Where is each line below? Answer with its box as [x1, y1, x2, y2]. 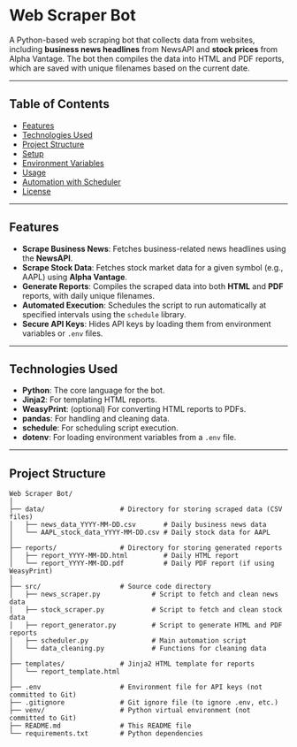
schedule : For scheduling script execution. [21, 423, 179, 433]
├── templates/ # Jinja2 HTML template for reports [9, 659, 255, 668]
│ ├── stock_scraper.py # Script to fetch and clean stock [9, 606, 283, 614]
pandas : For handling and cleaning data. [21, 413, 170, 424]
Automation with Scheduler [21, 176, 122, 187]
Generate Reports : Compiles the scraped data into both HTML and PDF [21, 280, 284, 292]
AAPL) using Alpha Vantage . [21, 271, 128, 282]
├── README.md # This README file [9, 721, 192, 730]
